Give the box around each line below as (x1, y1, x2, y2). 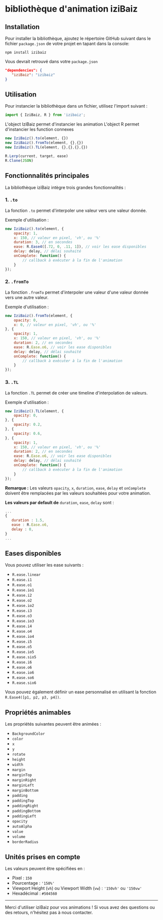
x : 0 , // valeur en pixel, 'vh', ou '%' (14, 322, 97, 327)
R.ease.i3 (12, 608, 33, 614)
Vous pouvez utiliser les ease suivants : (5, 562, 84, 568)
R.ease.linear (12, 572, 41, 577)
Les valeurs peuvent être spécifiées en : (5, 866, 85, 872)
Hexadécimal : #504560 (12, 890, 57, 896)
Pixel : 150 (12, 875, 33, 881)
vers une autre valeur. (5, 294, 49, 300)
